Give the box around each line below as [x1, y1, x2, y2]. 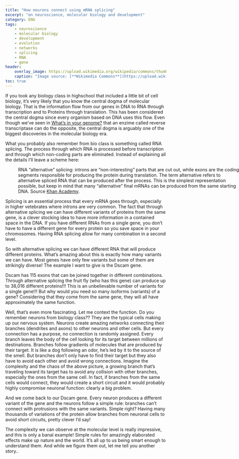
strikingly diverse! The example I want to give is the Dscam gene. [5, 262, 142, 268]
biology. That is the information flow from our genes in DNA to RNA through [5, 103, 164, 110]
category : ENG [5, 17, 36, 22]
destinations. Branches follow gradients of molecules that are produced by [5, 341, 162, 347]
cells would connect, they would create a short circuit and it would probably [5, 379, 165, 386]
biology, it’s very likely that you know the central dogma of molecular [5, 98, 150, 104]
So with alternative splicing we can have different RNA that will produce [5, 246, 156, 252]
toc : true [5, 79, 27, 84]
